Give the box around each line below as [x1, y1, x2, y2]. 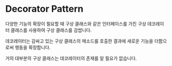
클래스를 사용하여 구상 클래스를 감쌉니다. [10, 27, 92, 33]
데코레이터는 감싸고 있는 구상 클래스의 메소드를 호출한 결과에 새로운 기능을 [5, 38, 154, 44]
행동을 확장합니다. [14, 44, 51, 50]
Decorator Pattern [5, 3, 84, 15]
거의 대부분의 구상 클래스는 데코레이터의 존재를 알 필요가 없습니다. [5, 55, 137, 61]
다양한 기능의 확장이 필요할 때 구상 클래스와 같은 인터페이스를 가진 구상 [5, 20, 146, 27]
